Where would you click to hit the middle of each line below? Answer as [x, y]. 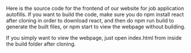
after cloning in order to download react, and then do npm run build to [90, 20]
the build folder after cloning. [41, 44]
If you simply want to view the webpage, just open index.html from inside [94, 38]
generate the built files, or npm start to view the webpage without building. [96, 26]
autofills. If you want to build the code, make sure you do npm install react [95, 14]
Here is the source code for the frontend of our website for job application [95, 8]
